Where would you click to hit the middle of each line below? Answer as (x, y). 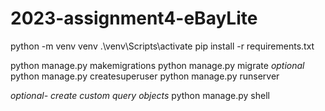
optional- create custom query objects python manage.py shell (140, 95)
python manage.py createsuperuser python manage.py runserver (145, 76)
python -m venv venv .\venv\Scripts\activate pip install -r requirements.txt (162, 46)
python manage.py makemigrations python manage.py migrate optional (157, 65)
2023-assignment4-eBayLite (134, 18)
